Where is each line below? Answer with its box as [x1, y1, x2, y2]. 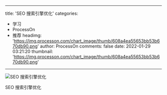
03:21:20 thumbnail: [12, 48, 53, 54]
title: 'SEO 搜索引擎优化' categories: [5, 10, 79, 16]
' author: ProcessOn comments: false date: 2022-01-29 [37, 43, 151, 49]
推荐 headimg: [12, 33, 42, 38]
